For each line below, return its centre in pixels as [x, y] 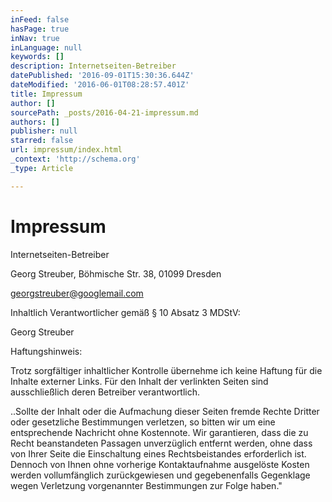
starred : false [42, 141]
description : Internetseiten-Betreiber [93, 66]
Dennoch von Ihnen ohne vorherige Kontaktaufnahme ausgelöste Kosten [160, 464]
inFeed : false [40, 19]
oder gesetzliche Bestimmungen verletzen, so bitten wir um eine [143, 422]
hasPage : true [40, 29]
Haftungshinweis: [46, 351]
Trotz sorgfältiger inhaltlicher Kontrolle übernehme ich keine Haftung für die [166, 370]
